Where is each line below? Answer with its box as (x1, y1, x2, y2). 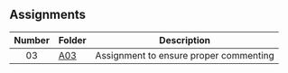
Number (14, 33, 50, 46)
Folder (58, 33, 88, 46)
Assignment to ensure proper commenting (95, 49, 275, 61)
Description (159, 33, 210, 46)
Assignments (9, 7, 87, 23)
